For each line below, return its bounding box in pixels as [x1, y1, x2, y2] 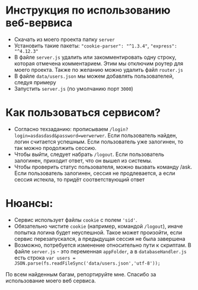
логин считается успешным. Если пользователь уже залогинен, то [14, 138, 184, 145]
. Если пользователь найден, [104, 132, 177, 139]
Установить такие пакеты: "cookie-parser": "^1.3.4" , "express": [14, 42, 177, 49]
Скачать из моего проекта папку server [14, 36, 115, 43]
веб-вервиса [5, 16, 73, 30]
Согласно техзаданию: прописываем [14, 125, 108, 132]
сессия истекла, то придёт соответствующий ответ [14, 176, 145, 183]
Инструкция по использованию [5, 4, 171, 17]
